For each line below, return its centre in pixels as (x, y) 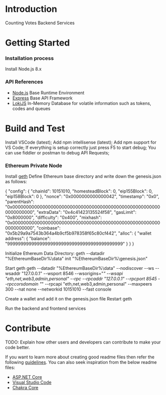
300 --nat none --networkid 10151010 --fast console (58, 289)
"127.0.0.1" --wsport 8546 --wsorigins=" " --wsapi (72, 273)
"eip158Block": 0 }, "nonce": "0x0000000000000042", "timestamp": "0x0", (82, 196)
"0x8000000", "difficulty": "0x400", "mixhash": (54, 217)
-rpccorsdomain (22, 284)
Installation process (29, 58)
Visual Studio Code (32, 382)
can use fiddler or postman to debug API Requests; (57, 152)
